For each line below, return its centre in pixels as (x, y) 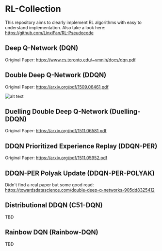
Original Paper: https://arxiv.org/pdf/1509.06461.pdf (57, 87)
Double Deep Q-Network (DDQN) (56, 75)
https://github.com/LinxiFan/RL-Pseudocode (49, 33)
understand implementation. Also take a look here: (55, 27)
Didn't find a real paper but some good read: (49, 185)
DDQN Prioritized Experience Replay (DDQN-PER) (81, 146)
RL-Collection (33, 9)
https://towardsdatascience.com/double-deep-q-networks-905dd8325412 (80, 190)
